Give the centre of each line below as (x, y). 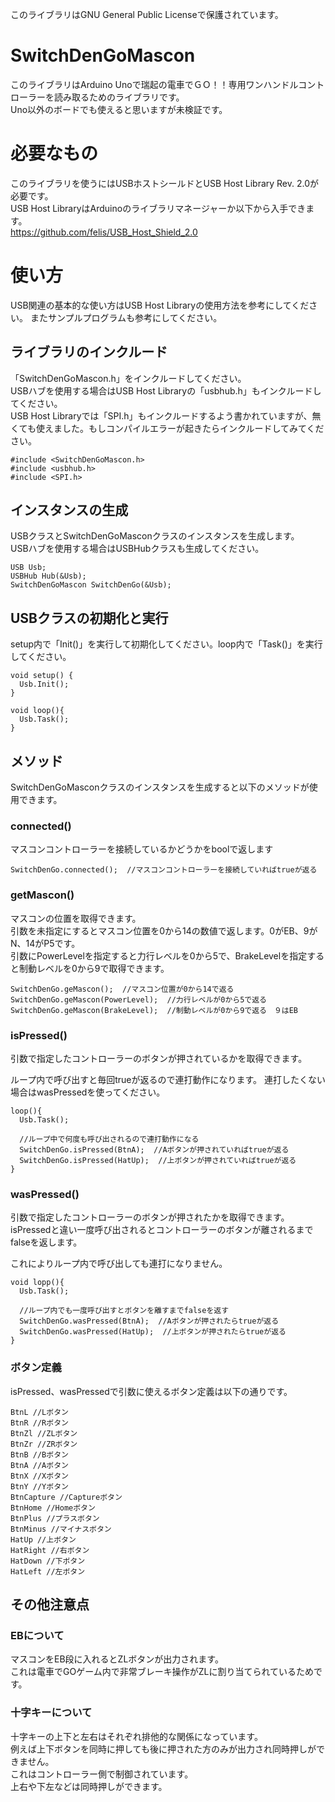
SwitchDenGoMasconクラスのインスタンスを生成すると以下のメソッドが (160, 787)
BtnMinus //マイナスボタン (61, 1529)
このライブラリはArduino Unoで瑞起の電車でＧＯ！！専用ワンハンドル (154, 84)
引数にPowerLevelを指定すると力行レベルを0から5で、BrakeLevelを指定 (159, 955)
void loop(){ (37, 711)
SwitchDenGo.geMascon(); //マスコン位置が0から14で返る (122, 989)
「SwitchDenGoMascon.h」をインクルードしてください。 (128, 378)
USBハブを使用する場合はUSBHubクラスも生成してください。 (137, 549)
